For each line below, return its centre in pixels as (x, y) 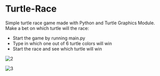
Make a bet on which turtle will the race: (47, 28)
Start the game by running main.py (49, 38)
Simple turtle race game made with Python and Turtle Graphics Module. (80, 23)
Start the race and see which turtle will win (57, 49)
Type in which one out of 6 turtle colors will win (62, 43)
